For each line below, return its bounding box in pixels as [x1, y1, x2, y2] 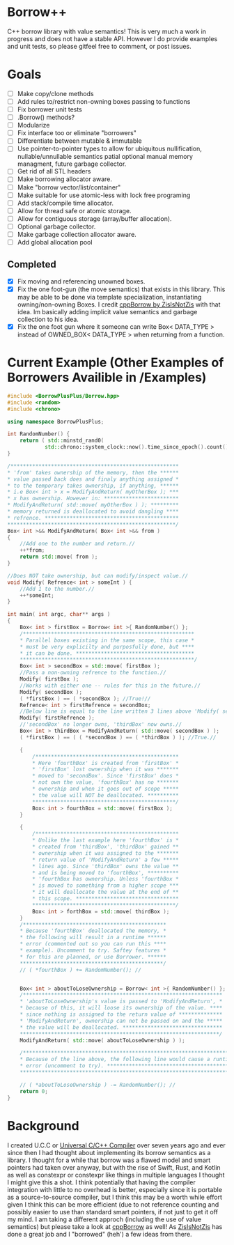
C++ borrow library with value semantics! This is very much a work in [7, 27, 207, 36]
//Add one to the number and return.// [19, 541, 136, 548]
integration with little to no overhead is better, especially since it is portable [7, 1185, 223, 1193]
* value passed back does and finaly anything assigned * [7, 475, 179, 483]
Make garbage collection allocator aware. [17, 230, 137, 238]
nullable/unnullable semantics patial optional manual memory [17, 153, 194, 161]
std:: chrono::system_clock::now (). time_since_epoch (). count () [44, 444, 229, 451]
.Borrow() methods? [17, 113, 75, 122]
